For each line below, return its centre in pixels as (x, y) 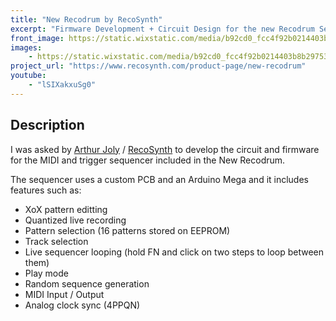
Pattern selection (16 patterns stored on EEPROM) (127, 230)
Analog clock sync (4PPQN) (82, 305)
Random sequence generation (87, 283)
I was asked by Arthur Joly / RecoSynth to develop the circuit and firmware (165, 149)
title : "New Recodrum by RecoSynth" (86, 19)
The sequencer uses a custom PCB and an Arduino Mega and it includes (159, 179)
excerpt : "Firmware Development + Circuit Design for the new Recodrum (162, 29)
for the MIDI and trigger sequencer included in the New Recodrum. (148, 160)
